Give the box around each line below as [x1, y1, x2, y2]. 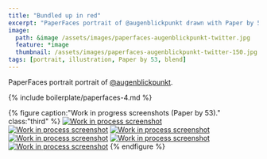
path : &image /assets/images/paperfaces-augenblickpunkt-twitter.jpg [15, 33, 250, 42]
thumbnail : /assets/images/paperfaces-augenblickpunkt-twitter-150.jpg [15, 48, 258, 56]
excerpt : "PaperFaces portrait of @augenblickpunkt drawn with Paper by [8, 19, 254, 27]
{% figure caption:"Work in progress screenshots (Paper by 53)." [8, 108, 221, 117]
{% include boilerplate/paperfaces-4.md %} [8, 93, 153, 102]
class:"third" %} [8, 116, 61, 126]
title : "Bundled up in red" [8, 11, 102, 20]
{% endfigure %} [110, 142, 165, 151]
